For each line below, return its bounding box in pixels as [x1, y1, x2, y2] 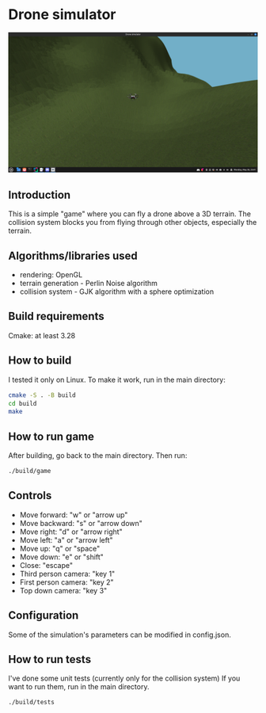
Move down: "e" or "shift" [19, 552, 104, 562]
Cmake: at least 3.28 [8, 330, 76, 340]
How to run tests [8, 653, 92, 666]
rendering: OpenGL [19, 270, 83, 280]
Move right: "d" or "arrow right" [19, 527, 123, 536]
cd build [8, 399, 37, 407]
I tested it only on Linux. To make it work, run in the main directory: [8, 375, 226, 384]
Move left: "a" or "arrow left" [19, 535, 113, 544]
